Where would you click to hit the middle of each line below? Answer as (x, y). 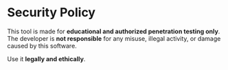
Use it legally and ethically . (46, 58)
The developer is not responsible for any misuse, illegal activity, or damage (114, 38)
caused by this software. (42, 46)
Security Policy (52, 13)
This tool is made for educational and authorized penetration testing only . (114, 31)
